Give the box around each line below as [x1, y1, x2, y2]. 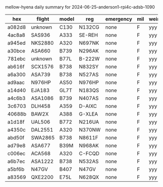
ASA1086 [31, 95, 54, 102]
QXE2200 [31, 174, 54, 180]
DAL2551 [31, 126, 53, 133]
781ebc [7, 55, 26, 62]
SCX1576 [31, 63, 54, 70]
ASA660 [31, 48, 51, 54]
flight [36, 16, 49, 22]
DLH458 [31, 103, 51, 109]
